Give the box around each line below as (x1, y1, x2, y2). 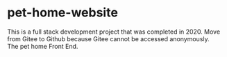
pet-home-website (7, 5, 118, 21)
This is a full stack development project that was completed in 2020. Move (7, 27, 221, 36)
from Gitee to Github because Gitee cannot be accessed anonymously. (7, 34, 210, 43)
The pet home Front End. (7, 42, 78, 50)
